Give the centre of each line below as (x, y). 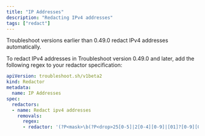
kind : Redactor (26, 82)
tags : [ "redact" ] (28, 23)
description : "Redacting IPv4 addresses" (60, 18)
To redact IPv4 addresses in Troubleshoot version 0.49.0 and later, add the (100, 59)
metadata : (19, 88)
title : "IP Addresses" (35, 12)
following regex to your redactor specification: (64, 65)
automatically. (24, 47)
